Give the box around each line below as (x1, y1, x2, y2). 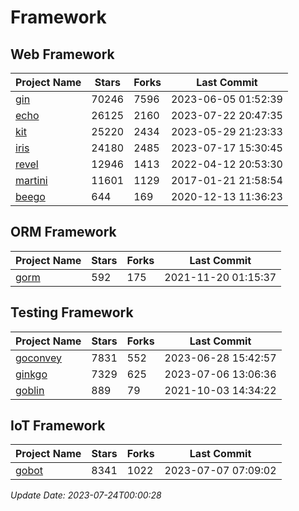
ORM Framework (10, 224, 117, 241)
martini (15, 174, 48, 187)
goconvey (15, 351, 63, 365)
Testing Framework (10, 304, 134, 321)
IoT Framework (10, 417, 106, 435)
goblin (15, 383, 45, 397)
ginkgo (15, 367, 48, 381)
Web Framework (10, 46, 115, 63)
